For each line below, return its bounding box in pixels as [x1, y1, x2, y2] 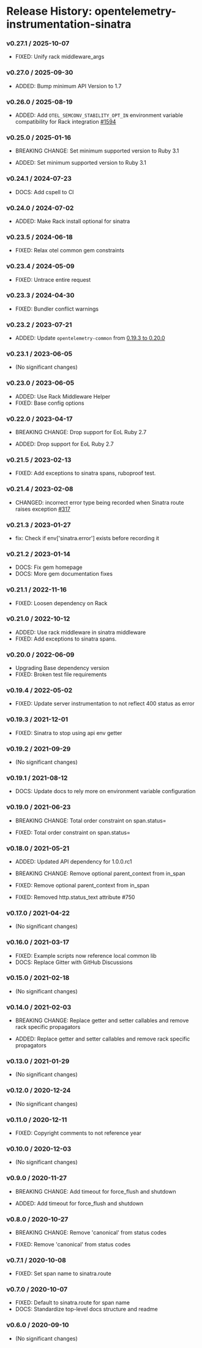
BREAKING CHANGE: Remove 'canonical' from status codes [15, 1229, 167, 1236]
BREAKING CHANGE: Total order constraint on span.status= [15, 816, 166, 824]
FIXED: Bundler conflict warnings [15, 305, 99, 312]
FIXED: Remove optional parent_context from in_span [15, 881, 150, 889]
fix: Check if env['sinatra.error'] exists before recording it [15, 534, 159, 541]
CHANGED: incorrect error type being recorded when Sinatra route [15, 499, 184, 506]
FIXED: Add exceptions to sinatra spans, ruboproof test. [15, 470, 156, 477]
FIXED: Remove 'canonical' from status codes [15, 1240, 131, 1248]
